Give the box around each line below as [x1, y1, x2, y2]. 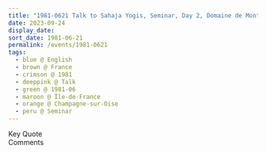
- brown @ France [15, 63, 73, 71]
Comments [8, 138, 44, 147]
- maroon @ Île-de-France [15, 93, 101, 101]
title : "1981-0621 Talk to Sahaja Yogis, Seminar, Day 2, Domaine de [8, 11, 243, 20]
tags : [8, 48, 26, 56]
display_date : [8, 26, 55, 34]
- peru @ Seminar [15, 108, 73, 116]
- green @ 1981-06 [15, 85, 77, 94]
